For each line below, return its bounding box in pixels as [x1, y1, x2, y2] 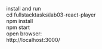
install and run [6, 5, 41, 12]
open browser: [6, 30, 42, 37]
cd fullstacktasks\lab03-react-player [6, 11, 97, 18]
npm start [6, 24, 30, 31]
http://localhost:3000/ [6, 37, 61, 43]
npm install [6, 18, 33, 24]
